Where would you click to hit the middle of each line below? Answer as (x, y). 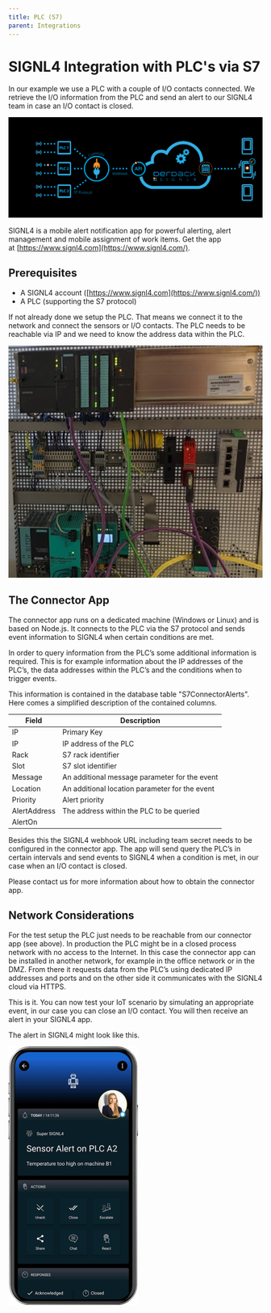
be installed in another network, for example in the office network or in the (132, 961)
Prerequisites (43, 274)
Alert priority (83, 799)
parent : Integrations (45, 25)
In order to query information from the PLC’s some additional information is (132, 652)
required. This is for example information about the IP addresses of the (126, 661)
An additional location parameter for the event (139, 789)
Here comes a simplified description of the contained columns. (113, 702)
